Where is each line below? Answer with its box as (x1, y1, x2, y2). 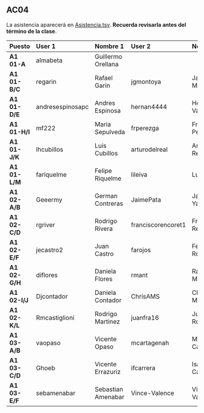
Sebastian (94, 385, 123, 394)
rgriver (36, 221, 55, 229)
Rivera (94, 224, 114, 233)
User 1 (36, 42, 56, 51)
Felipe (94, 166, 112, 175)
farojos (131, 245, 151, 254)
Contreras (94, 199, 123, 208)
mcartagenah (131, 338, 169, 347)
